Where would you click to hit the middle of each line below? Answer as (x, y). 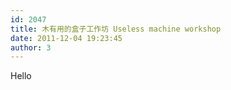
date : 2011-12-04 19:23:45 (66, 38)
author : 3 (31, 47)
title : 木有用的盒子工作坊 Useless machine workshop (116, 29)
